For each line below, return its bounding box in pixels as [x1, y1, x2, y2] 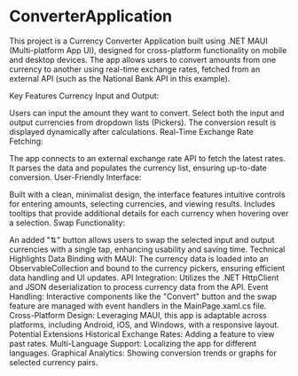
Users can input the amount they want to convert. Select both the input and [9, 107, 285, 118]
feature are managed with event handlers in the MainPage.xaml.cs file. [9, 300, 267, 311]
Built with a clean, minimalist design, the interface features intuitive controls [9, 189, 286, 200]
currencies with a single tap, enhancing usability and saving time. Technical [9, 244, 286, 255]
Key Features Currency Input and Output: [9, 90, 160, 101]
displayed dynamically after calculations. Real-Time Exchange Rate [9, 126, 255, 137]
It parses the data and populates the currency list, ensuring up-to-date [9, 162, 268, 173]
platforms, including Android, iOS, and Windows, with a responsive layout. [9, 319, 279, 330]
